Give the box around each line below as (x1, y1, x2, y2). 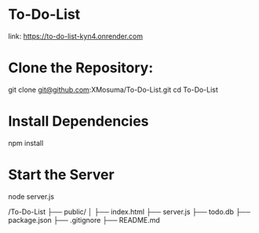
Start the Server (8, 166, 115, 184)
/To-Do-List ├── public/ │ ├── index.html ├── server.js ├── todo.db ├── (8, 206, 251, 217)
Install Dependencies (8, 112, 149, 130)
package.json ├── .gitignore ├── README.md (8, 215, 161, 224)
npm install (8, 138, 44, 147)
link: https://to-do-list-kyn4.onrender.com (8, 31, 144, 41)
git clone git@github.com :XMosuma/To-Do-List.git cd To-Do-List (8, 85, 218, 94)
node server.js (8, 191, 55, 201)
